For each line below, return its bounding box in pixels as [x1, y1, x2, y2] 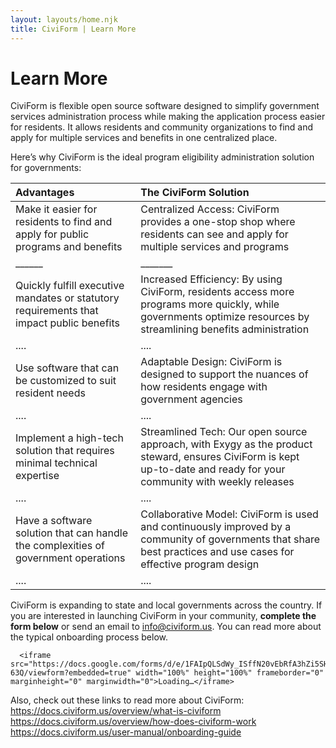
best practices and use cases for [140, 545, 295, 559]
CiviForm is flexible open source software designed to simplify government [10, 100, 320, 112]
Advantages [15, 186, 75, 200]
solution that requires [15, 444, 115, 458]
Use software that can [15, 361, 120, 375]
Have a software [15, 514, 93, 528]
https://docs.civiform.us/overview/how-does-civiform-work [10, 716, 257, 728]
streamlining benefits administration [140, 322, 310, 336]
